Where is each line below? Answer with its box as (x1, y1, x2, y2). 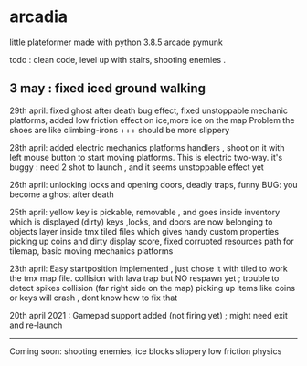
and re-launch (9, 319, 63, 330)
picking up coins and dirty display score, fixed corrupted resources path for (9, 235, 294, 246)
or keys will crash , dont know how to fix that (9, 292, 178, 303)
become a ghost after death (9, 189, 114, 200)
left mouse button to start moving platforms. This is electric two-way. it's (9, 152, 283, 162)
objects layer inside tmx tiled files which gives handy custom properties (9, 225, 280, 236)
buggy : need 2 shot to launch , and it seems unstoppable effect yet (9, 162, 265, 173)
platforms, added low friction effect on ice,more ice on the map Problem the (9, 114, 295, 125)
